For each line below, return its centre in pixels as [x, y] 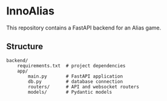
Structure [25, 47]
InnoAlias [30, 11]
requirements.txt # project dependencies [71, 66]
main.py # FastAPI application [75, 76]
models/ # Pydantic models [70, 92]
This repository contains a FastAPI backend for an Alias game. [84, 28]
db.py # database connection [75, 81]
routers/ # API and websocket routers [83, 87]
